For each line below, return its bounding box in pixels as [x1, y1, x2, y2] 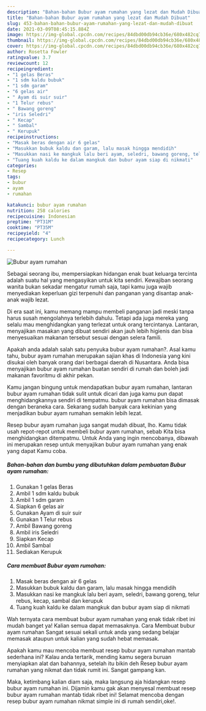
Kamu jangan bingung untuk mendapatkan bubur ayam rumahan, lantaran [7, 383, 193, 391]
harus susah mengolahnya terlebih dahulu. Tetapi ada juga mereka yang [7, 314, 188, 322]
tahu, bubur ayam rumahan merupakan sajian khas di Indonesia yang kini [7, 352, 191, 359]
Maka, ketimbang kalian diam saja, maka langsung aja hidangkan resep [7, 678, 186, 685]
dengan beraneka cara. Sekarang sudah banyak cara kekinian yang [7, 403, 177, 410]
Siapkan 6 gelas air [15, 503, 64, 510]
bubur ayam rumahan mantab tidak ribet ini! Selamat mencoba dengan [7, 691, 185, 698]
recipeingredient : [7, 65, 54, 72]
